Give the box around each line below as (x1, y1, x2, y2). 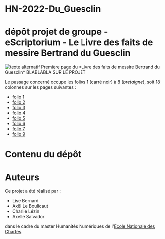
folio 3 (12, 105, 26, 111)
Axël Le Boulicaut (12, 203, 48, 209)
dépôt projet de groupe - (5, 26, 108, 38)
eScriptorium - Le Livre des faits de (5, 37, 153, 48)
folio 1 (12, 94, 25, 100)
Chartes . (5, 229, 23, 235)
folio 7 (12, 126, 25, 132)
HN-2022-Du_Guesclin (5, 3, 101, 15)
